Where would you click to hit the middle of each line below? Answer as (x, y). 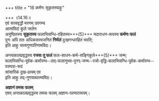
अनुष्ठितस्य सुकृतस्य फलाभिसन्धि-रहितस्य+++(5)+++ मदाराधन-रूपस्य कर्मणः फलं (70, 34)
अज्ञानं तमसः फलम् (19, 87)
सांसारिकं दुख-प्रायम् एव (23, 72)
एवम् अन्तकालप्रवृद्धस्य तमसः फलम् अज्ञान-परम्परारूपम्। (48, 93)
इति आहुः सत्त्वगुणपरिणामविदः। (28, 45)
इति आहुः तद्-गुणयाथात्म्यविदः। (29, 77)
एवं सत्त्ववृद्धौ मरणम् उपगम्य (25, 23)
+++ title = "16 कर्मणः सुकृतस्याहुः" (35, 8)
